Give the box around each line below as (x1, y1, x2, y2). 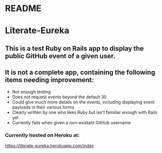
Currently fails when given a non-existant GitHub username (12, 120, 131, 125)
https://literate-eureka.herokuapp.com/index (5, 142, 94, 148)
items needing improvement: (5, 76, 94, 84)
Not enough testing (12, 89, 51, 94)
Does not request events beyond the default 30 (12, 94, 107, 100)
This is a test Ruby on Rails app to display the (5, 44, 144, 52)
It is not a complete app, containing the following (5, 68, 155, 76)
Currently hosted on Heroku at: (5, 132, 80, 138)
